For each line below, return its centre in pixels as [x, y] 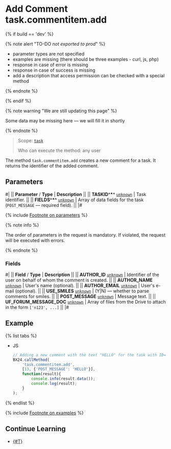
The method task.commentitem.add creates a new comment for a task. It [81, 160]
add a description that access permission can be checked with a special [89, 75]
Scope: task [30, 140]
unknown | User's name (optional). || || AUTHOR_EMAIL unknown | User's [80, 286]
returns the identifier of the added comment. [52, 166]
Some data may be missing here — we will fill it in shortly [65, 120]
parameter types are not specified [48, 54]
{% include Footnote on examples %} [45, 413]
